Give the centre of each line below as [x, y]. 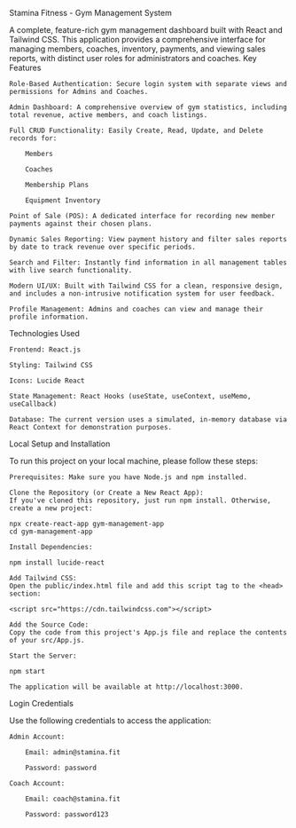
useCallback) [33, 404]
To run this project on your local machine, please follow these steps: [134, 461]
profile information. [49, 317]
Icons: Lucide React [47, 381]
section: [25, 594]
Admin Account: [37, 737]
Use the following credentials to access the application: [110, 721]
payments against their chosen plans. [81, 224]
